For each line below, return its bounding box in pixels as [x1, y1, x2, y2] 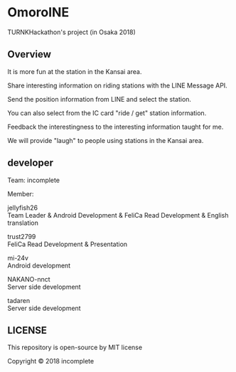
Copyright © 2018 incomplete [7, 357, 95, 366]
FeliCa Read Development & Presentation [7, 240, 128, 248]
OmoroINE [7, 4, 70, 21]
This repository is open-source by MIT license [7, 343, 143, 352]
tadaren [7, 296, 31, 304]
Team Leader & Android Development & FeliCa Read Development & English [7, 211, 229, 219]
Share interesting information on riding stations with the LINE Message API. [7, 81, 227, 90]
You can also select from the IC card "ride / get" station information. [7, 108, 207, 117]
